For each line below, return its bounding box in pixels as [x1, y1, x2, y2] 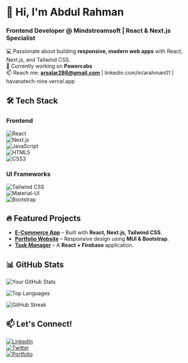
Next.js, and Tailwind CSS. [6, 56, 71, 63]
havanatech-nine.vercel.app [6, 78, 75, 85]
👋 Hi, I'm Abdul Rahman [6, 5, 125, 19]
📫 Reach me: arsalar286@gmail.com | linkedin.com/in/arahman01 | [6, 69, 174, 77]
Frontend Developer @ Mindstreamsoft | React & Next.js [6, 27, 171, 35]
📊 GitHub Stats [6, 259, 64, 269]
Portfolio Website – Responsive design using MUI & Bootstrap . [14, 235, 169, 243]
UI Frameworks [6, 170, 51, 179]
